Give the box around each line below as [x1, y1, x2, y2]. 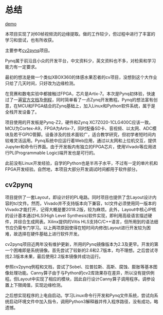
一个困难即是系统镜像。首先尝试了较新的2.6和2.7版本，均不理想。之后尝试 [5, 247, 154, 253]
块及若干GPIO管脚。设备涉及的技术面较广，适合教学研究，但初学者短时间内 [5, 131, 156, 137]
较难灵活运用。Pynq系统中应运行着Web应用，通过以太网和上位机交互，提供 [5, 138, 157, 143]
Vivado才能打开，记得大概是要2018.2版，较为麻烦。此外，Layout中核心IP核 [5, 206, 157, 212]
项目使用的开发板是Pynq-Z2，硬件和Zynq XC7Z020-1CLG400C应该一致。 [5, 119, 153, 125]
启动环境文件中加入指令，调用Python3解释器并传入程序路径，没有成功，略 [9, 298, 159, 304]
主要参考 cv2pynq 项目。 [5, 47, 53, 53]
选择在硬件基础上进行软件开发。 [18, 231, 82, 236]
